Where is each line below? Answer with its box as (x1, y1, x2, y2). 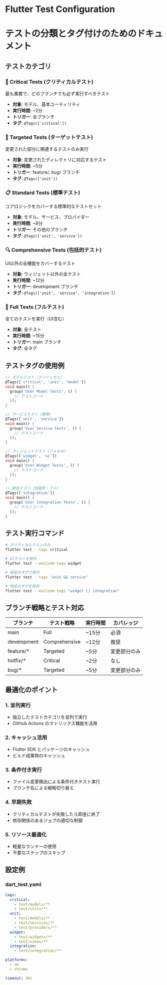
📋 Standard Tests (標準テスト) (5, 189, 80, 196)
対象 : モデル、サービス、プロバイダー (12, 214, 90, 220)
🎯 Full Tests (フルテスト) (5, 303, 64, 310)
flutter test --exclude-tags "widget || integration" (5, 588, 120, 593)
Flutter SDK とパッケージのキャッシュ (12, 747, 90, 753)
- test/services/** (14, 920, 55, 925)
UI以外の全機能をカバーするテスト (5, 260, 76, 266)
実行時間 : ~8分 (12, 220, 43, 226)
